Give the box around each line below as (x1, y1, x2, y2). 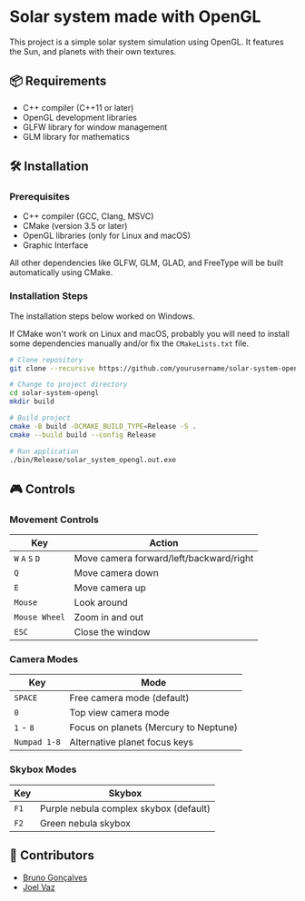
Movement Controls (9, 513, 100, 526)
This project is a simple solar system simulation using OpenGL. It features (9, 36, 284, 47)
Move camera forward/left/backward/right (74, 552, 254, 565)
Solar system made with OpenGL (9, 6, 261, 27)
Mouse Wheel (14, 612, 66, 623)
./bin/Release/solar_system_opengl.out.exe (9, 455, 177, 464)
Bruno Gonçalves (22, 872, 88, 883)
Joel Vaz (22, 881, 56, 892)
